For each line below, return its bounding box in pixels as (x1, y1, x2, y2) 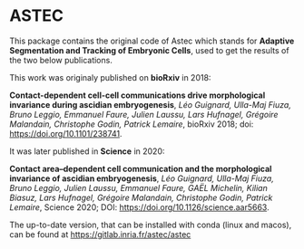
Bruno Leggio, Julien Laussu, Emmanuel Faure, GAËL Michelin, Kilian (9, 182, 268, 193)
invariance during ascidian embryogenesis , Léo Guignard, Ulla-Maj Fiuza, (9, 99, 292, 110)
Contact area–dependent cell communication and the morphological (9, 163, 272, 174)
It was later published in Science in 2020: (9, 146, 165, 157)
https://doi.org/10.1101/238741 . (9, 128, 123, 139)
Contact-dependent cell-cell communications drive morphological (9, 90, 266, 101)
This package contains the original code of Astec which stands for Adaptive (9, 35, 295, 46)
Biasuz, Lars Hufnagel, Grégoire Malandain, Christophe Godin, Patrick (9, 192, 273, 203)
